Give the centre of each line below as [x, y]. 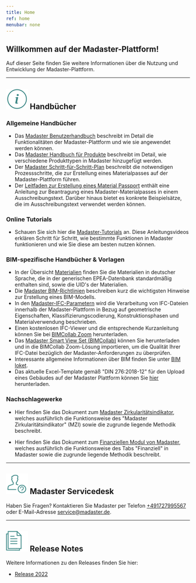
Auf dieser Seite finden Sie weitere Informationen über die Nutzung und [92, 63]
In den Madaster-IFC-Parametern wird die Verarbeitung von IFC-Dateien [101, 303]
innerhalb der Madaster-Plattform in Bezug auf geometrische [88, 309]
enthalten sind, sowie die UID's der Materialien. [71, 285]
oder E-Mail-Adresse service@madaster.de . [59, 512]
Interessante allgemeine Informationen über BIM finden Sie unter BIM [97, 359]
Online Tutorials [29, 219]
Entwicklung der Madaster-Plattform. [50, 70]
